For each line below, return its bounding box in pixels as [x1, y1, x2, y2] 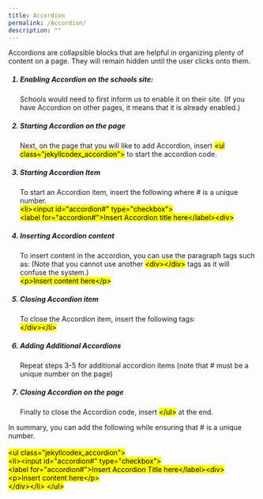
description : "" [8, 26, 62, 34]
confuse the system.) [19, 268, 89, 277]
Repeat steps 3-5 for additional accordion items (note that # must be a [19, 361, 249, 371]
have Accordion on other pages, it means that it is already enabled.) [19, 103, 241, 112]
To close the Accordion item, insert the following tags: [19, 314, 196, 324]
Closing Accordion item [19, 294, 99, 303]
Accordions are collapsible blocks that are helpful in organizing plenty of [8, 48, 244, 58]
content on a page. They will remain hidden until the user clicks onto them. [8, 56, 251, 66]
